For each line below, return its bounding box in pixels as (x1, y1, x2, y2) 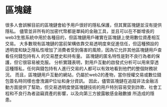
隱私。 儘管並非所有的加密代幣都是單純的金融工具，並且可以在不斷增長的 (5, 28, 155, 34)
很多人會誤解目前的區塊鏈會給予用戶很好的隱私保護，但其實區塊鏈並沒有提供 (5, 22, 162, 28)
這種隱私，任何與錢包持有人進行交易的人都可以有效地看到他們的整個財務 (5, 65, 153, 71)
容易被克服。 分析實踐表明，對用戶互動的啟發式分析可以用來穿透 (26, 59, 159, 65)
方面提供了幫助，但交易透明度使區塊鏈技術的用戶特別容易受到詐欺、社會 (9, 84, 158, 90)
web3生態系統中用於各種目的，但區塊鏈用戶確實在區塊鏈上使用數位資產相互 (5, 34, 161, 40)
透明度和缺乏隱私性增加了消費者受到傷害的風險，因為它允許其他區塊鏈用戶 (5, 47, 158, 53)
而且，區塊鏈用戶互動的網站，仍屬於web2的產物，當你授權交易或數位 (14, 72, 158, 78)
